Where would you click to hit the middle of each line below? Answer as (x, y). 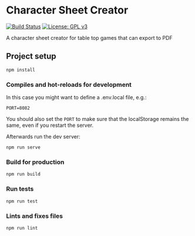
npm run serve (23, 147)
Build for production (35, 162)
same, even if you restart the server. (50, 125)
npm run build (23, 174)
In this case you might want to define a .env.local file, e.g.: (76, 97)
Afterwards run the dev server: (43, 137)
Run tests (20, 189)
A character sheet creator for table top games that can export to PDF (89, 38)
